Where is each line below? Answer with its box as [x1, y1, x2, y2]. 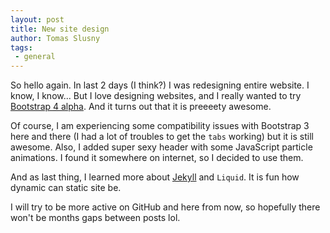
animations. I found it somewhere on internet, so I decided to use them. [10, 152, 304, 164]
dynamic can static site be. [10, 182, 122, 194]
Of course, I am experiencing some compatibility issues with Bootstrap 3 [10, 120, 310, 132]
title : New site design [10, 24, 110, 34]
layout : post [10, 14, 65, 25]
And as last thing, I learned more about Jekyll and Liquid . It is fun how [10, 171, 300, 183]
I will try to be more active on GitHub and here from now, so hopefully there [10, 201, 321, 213]
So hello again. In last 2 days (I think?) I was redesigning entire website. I [10, 79, 310, 91]
